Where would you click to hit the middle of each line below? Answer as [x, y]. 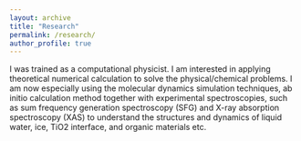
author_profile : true [51, 43]
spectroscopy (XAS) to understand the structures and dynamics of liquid [146, 117]
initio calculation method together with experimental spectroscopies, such [149, 98]
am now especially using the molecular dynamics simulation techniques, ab [151, 88]
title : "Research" [44, 26]
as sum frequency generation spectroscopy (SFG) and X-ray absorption [145, 108]
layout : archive [40, 18]
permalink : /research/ [52, 35]
